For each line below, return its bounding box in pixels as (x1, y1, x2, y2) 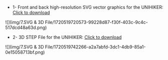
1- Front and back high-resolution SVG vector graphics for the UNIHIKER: (12, 4, 163, 10)
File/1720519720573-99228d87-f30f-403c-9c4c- (45, 19, 148, 25)
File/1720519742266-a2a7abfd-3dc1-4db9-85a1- (45, 44, 146, 49)
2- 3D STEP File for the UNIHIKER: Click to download (12, 34, 122, 40)
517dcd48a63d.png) (5, 24, 47, 30)
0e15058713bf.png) (5, 49, 45, 55)
